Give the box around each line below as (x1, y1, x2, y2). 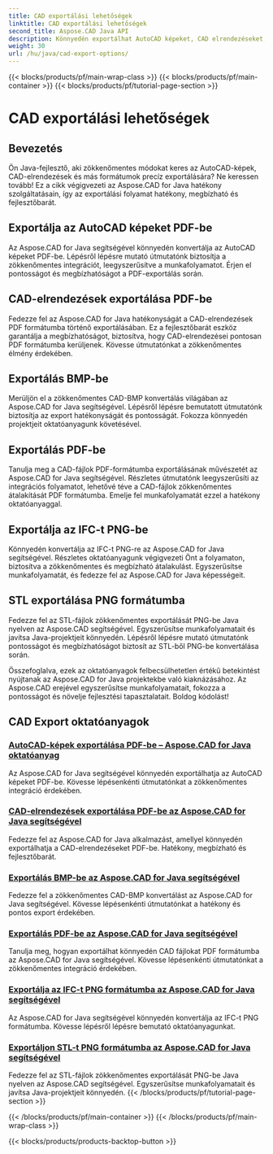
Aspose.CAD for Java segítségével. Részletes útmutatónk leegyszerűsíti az (8, 473, 259, 483)
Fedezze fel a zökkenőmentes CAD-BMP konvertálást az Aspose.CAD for (8, 891, 253, 900)
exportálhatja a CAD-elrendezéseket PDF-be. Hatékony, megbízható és (8, 843, 247, 852)
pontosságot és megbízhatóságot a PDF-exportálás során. (8, 268, 204, 278)
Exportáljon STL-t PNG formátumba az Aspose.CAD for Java (8, 1042, 251, 1053)
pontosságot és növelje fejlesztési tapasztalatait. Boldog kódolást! (8, 691, 229, 701)
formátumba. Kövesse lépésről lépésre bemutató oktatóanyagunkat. (8, 1021, 236, 1031)
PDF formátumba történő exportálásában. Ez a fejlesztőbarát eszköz (8, 322, 237, 332)
